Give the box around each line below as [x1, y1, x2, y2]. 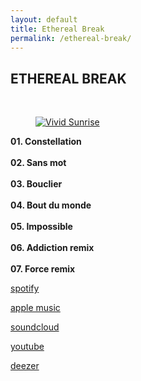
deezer [10, 360, 40, 372]
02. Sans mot [10, 157, 67, 169]
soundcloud [10, 321, 60, 333]
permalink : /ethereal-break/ [10, 33, 132, 43]
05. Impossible [10, 221, 73, 233]
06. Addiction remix [10, 242, 95, 254]
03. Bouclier [10, 178, 63, 190]
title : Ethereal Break [10, 24, 105, 34]
